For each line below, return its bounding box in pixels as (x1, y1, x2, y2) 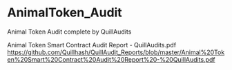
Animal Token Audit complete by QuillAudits (7, 27, 132, 36)
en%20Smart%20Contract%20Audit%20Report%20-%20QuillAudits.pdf (7, 55, 215, 63)
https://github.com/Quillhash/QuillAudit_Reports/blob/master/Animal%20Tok (7, 48, 225, 56)
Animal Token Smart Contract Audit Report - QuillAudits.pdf (7, 40, 177, 49)
